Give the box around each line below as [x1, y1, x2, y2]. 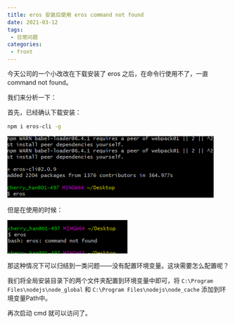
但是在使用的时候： [7, 205, 63, 214]
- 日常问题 [10, 34, 39, 41]
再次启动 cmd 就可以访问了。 [7, 309, 91, 317]
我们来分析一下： [7, 93, 57, 101]
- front [10, 48, 33, 56]
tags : [7, 26, 23, 33]
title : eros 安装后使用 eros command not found [7, 11, 144, 18]
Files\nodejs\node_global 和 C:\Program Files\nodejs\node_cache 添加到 [7, 285, 220, 293]
